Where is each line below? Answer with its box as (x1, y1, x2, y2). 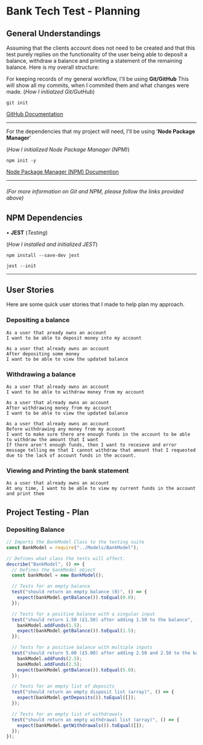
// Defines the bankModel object (11, 567, 96, 573)
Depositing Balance (6, 525, 65, 534)
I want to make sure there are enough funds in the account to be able (6, 431, 190, 437)
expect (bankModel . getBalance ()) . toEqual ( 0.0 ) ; (17, 595, 137, 601)
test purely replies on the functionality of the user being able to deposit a (6, 51, 188, 58)
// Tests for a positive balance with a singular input (11, 611, 155, 617)
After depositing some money (6, 350, 80, 357)
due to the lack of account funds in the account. (6, 453, 137, 459)
